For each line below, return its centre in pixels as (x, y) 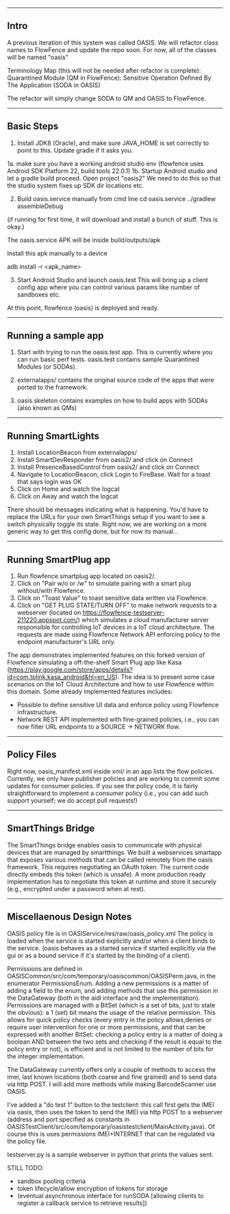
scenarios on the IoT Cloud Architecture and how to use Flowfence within (111, 685)
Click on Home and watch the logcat (68, 489)
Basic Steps (33, 127)
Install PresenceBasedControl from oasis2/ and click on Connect (108, 467)
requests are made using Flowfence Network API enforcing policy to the (118, 634)
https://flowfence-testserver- (124, 612)
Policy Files (32, 755)
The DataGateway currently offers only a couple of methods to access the (112, 1069)
